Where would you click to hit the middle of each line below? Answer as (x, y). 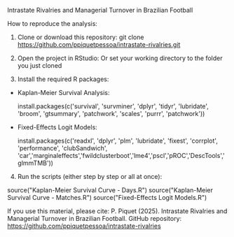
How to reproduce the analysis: (53, 23)
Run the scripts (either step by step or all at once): (90, 177)
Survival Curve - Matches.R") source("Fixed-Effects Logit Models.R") (107, 197)
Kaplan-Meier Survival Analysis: (63, 93)
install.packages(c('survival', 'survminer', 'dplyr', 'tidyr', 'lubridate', (113, 106)
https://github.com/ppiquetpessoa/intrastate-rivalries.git (99, 44)
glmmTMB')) (35, 163)
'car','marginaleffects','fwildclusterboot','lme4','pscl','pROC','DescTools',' (121, 156)
